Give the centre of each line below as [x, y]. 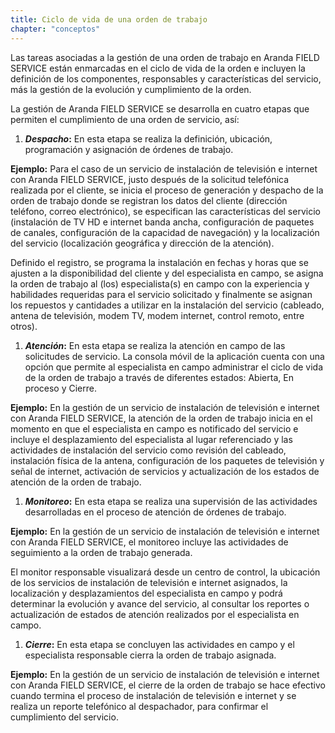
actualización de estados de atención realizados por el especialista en [155, 614]
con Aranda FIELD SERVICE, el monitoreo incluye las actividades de [149, 542]
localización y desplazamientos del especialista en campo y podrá [146, 593]
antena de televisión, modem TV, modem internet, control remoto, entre [157, 315]
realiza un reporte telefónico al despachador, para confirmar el [139, 706]
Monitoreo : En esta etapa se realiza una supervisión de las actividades [171, 501]
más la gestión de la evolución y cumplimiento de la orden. [131, 89]
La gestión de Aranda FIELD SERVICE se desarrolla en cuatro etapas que [160, 108]
